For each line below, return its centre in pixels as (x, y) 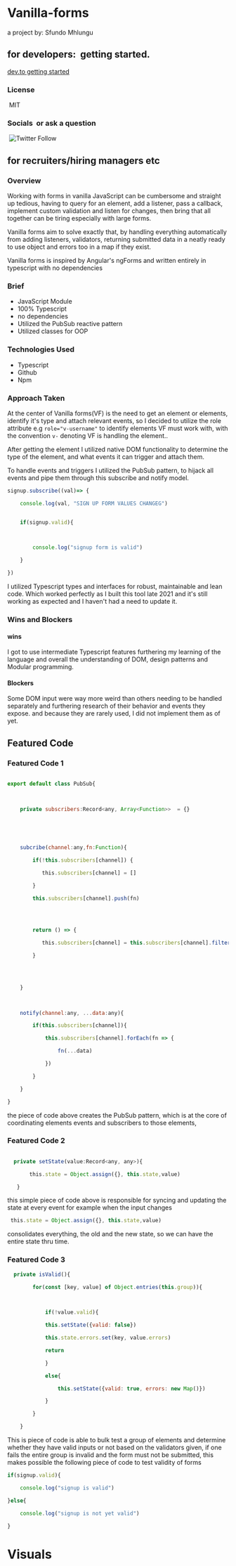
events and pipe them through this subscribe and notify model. (98, 478)
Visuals (30, 1554)
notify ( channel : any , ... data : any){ (72, 1013)
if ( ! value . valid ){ (72, 1312)
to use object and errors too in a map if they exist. (79, 247)
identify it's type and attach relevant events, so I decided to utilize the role (114, 420)
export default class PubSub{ (52, 784)
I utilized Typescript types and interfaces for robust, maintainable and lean (115, 587)
